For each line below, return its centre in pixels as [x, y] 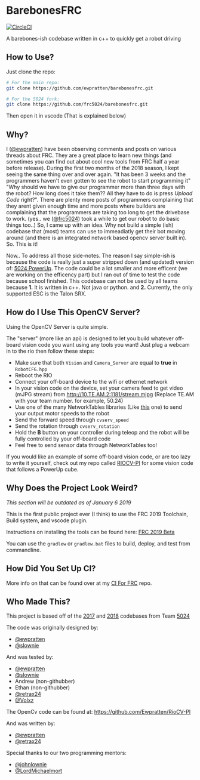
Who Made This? [38, 601]
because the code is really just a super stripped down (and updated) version [100, 262]
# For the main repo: [33, 82]
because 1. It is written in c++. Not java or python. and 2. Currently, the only [99, 288]
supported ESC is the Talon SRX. [46, 294]
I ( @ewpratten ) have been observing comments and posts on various [91, 149]
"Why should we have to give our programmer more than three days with [96, 187]
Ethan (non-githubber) [42, 687]
